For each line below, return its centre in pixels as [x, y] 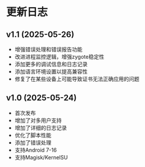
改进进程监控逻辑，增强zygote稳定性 [59, 57]
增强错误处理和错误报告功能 [49, 49]
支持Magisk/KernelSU [41, 157]
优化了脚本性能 [33, 135]
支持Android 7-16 [36, 150]
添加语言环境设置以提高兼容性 [51, 71]
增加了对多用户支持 [38, 120]
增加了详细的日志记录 [41, 127]
